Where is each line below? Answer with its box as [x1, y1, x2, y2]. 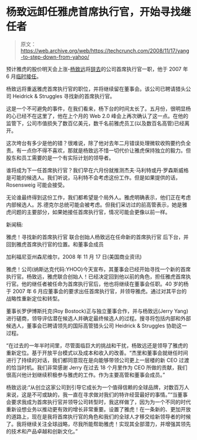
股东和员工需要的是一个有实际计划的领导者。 [6, 154, 114, 161]
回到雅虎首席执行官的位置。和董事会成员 [6, 241, 104, 248]
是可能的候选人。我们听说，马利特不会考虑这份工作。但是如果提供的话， [6, 174, 181, 181]
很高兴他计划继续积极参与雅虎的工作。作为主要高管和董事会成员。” [6, 371, 165, 378]
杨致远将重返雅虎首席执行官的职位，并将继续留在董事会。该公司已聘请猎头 [6, 85, 186, 92]
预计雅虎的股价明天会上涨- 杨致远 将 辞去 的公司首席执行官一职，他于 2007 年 [6, 65, 189, 72]
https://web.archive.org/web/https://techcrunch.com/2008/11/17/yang [20, 47, 189, 54]
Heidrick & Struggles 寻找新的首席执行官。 [12, 92, 116, 100]
